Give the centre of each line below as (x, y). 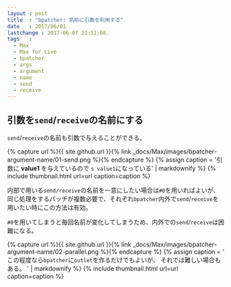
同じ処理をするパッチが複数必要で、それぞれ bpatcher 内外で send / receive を (113, 199)
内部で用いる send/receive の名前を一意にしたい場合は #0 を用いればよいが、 (113, 190)
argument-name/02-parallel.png (53, 251)
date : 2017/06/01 (37, 26)
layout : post (28, 13)
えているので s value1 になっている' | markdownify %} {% (134, 168)
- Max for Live (35, 52)
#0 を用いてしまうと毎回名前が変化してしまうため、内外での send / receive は (113, 222)
